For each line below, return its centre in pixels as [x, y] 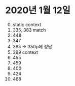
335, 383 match [29, 30]
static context [27, 24]
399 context [25, 52]
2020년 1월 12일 [38, 10]
